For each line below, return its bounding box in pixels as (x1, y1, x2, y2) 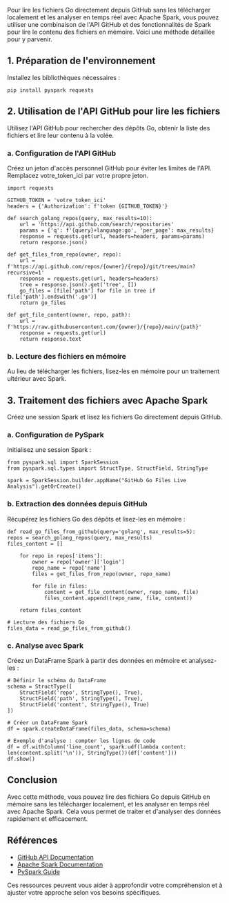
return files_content (19, 606, 81, 613)
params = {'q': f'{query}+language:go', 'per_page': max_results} (19, 227, 215, 234)
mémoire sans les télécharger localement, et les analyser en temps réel (7, 800, 210, 808)
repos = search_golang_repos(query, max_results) (7, 534, 153, 541)
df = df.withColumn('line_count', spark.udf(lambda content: (7, 743, 187, 751)
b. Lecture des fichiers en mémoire (7, 351, 126, 361)
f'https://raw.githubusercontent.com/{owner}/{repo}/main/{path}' (7, 324, 202, 330)
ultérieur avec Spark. (7, 375, 67, 383)
